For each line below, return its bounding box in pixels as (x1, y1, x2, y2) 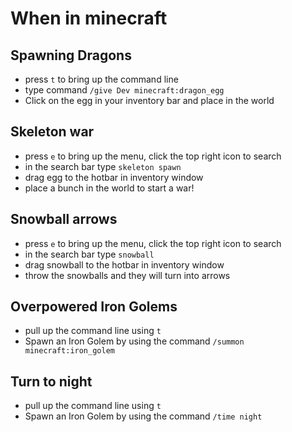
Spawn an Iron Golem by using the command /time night (24, 410, 263, 422)
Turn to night (10, 373, 93, 390)
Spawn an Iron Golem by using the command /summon (24, 335, 245, 347)
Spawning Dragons (10, 47, 132, 64)
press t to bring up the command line (24, 73, 179, 85)
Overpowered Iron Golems (10, 298, 178, 316)
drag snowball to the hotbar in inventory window (24, 258, 225, 271)
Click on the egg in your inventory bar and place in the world (24, 95, 275, 106)
